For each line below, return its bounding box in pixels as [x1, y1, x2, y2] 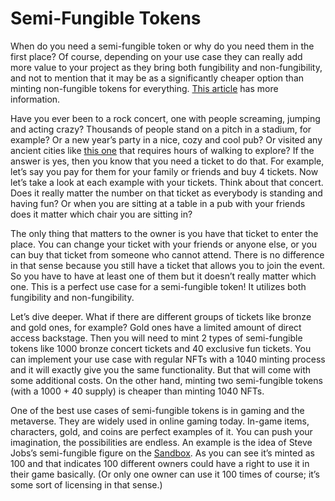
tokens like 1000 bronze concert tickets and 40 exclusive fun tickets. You [10, 342, 312, 354]
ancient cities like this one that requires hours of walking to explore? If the [10, 144, 315, 156]
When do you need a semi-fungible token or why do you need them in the [10, 40, 315, 52]
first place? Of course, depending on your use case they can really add [10, 50, 303, 62]
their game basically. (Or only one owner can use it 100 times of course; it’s [10, 468, 320, 480]
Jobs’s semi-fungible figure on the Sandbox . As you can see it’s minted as [10, 447, 315, 459]
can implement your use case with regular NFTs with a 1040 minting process [10, 353, 326, 365]
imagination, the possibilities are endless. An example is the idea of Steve [10, 436, 313, 448]
